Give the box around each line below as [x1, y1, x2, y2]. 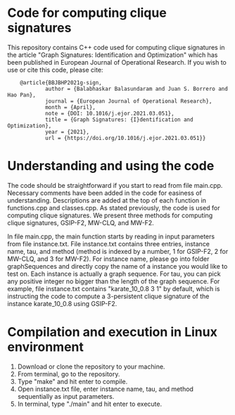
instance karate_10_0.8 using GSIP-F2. [7, 299, 118, 307]
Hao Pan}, [7, 91, 37, 98]
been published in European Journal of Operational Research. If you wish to [7, 58, 227, 66]
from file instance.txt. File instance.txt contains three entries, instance [7, 239, 210, 248]
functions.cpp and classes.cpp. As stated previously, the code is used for [7, 203, 220, 212]
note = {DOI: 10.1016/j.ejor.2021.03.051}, [44, 110, 174, 117]
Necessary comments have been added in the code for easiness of [7, 189, 203, 197]
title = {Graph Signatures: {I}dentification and [44, 116, 193, 123]
